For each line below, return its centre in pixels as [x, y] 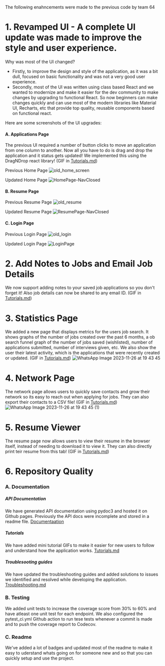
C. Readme [18, 637]
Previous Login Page [26, 234]
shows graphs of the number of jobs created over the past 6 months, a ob [80, 337]
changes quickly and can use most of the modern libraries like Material [84, 103]
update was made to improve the [73, 38]
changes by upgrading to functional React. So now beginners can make [85, 97]
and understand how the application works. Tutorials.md [62, 550]
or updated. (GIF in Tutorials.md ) [38, 358]
